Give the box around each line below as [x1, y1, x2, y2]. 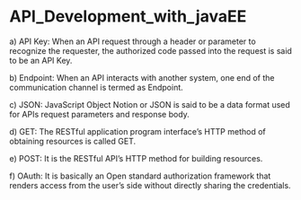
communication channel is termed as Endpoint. [9, 82, 184, 92]
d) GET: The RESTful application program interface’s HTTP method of [9, 126, 267, 136]
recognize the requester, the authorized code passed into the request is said [9, 45, 292, 56]
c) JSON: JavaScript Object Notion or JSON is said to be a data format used [9, 99, 290, 109]
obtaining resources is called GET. [9, 135, 137, 146]
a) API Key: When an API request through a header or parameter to [9, 36, 256, 47]
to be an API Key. [9, 55, 73, 65]
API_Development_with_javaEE [9, 6, 247, 27]
